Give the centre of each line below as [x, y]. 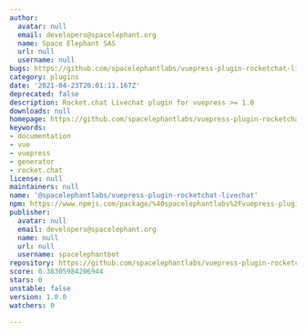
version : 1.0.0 [38, 297]
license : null [36, 178]
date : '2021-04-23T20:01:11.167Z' [75, 86]
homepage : [28, 119]
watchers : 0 [32, 306]
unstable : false [40, 288]
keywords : [28, 128]
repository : [32, 263]
